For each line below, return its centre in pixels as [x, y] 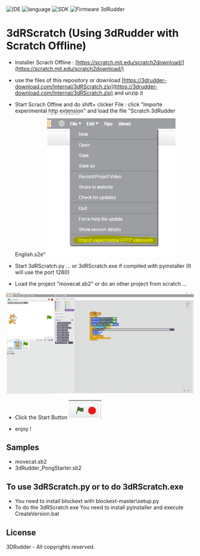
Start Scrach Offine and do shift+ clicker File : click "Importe [88, 104]
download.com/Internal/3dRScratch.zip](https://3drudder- [86, 86]
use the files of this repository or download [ [69, 80]
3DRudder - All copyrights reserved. [51, 547]
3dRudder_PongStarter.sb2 [48, 468]
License [21, 532]
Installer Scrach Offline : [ [46, 62]
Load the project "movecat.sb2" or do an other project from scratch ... [101, 283]
